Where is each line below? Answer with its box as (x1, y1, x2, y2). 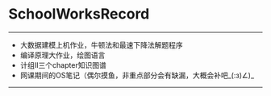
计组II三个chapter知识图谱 (19, 60, 106, 69)
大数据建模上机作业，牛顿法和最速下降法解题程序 (19, 40, 183, 49)
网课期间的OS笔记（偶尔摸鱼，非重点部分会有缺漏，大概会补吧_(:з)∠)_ (19, 70, 255, 80)
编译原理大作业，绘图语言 (19, 50, 106, 60)
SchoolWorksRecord (8, 5, 150, 23)
